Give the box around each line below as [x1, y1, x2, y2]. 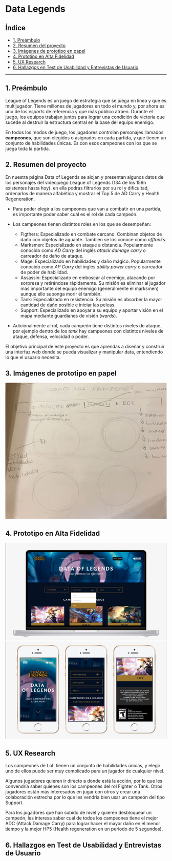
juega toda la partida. [5, 145, 50, 152]
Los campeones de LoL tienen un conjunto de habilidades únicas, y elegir [5, 763, 161, 769]
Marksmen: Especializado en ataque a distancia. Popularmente [20, 242, 154, 248]
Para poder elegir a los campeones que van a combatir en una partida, [12, 205, 162, 212]
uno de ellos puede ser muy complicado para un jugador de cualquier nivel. [5, 768, 165, 774]
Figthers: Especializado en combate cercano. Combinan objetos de [20, 231, 162, 237]
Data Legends [5, 3, 66, 15]
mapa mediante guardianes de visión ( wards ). [20, 312, 118, 319]
